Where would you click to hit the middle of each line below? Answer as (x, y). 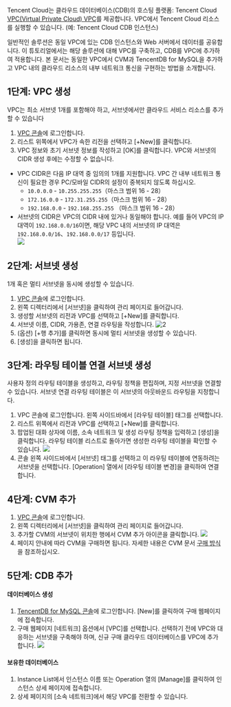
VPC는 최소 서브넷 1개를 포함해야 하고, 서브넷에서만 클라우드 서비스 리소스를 (109, 110)
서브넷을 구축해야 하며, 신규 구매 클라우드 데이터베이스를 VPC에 (121, 637)
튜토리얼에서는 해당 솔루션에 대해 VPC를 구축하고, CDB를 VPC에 (115, 51)
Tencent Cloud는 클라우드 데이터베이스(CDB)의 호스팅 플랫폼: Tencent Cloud (112, 10)
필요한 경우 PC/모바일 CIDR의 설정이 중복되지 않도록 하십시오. (113, 182)
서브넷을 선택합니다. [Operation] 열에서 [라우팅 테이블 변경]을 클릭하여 (112, 467)
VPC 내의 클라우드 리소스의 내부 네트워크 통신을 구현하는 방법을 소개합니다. (115, 68)
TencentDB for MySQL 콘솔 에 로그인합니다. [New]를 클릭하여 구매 (107, 611)
